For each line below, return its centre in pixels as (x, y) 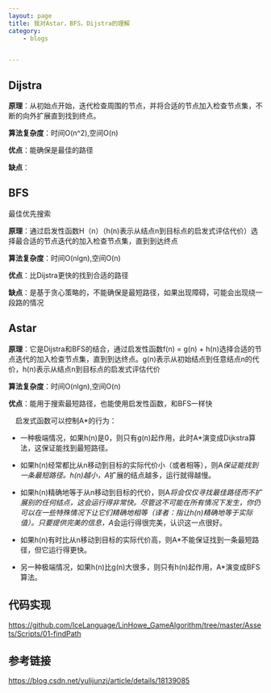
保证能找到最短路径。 (77, 447)
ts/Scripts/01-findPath (45, 633)
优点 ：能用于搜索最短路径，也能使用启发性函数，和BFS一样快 (110, 403)
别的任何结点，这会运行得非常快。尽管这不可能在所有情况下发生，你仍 (144, 502)
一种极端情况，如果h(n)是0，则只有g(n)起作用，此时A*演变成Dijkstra (134, 438)
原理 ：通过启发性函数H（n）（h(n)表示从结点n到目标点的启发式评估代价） (130, 230)
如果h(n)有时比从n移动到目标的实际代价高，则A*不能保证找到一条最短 (136, 540)
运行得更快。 (69, 549)
